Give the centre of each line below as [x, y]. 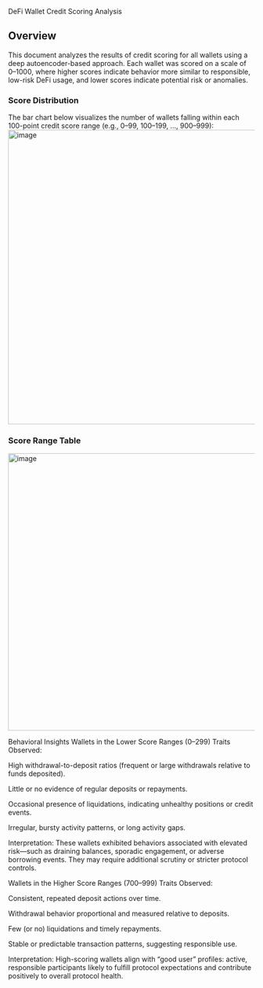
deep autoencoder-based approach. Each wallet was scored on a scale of [127, 63]
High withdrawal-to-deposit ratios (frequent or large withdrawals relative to [129, 766]
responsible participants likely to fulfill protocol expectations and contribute [130, 968]
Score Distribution [43, 100]
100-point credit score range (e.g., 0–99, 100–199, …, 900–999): [111, 126]
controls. [22, 868]
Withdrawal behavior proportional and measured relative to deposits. [119, 913]
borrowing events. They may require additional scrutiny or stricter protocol [128, 860]
